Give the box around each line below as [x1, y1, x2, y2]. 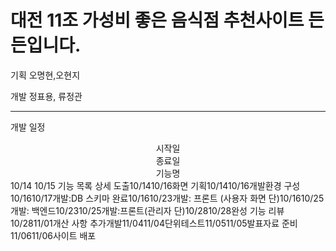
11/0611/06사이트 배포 [10, 229, 97, 241]
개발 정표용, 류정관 [10, 90, 83, 102]
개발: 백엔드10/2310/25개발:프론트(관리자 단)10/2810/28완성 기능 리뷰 [10, 204, 285, 216]
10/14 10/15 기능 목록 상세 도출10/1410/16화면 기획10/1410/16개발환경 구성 [10, 179, 301, 191]
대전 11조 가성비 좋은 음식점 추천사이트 [10, 9, 305, 32]
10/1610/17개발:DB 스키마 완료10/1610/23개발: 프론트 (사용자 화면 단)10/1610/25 [10, 192, 325, 204]
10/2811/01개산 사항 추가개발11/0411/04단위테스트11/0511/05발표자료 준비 [10, 217, 298, 229]
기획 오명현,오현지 [10, 69, 81, 81]
